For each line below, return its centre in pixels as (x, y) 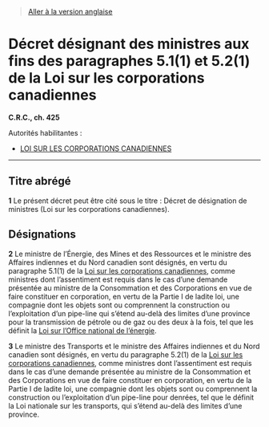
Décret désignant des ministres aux (129, 44)
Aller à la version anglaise (70, 12)
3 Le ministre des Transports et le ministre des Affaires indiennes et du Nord (134, 346)
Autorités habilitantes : (45, 132)
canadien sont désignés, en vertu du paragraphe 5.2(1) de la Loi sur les (126, 354)
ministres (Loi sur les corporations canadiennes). (89, 209)
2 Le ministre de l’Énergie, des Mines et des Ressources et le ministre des (130, 254)
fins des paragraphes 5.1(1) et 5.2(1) (129, 61)
